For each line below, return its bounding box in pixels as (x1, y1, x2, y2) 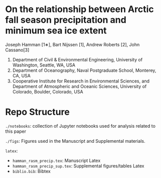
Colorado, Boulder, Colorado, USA (12, 88, 84, 95)
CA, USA (12, 72, 31, 78)
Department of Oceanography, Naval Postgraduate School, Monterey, (12, 67, 156, 73)
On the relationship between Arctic (5, 4, 154, 15)
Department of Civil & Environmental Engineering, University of (12, 56, 143, 62)
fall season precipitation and (5, 14, 126, 26)
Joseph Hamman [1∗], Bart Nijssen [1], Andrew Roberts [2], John (5, 41, 140, 47)
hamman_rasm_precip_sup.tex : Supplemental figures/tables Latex (12, 162, 144, 169)
